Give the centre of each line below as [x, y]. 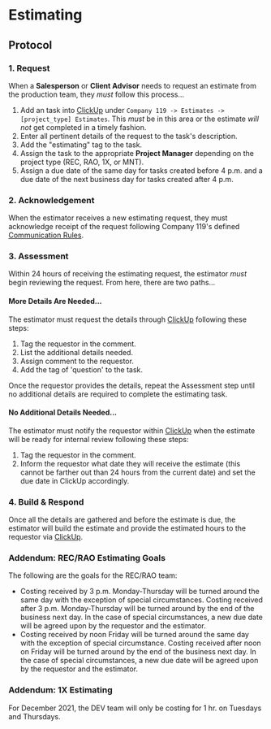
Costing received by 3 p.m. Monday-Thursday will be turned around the [140, 592]
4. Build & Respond [46, 501]
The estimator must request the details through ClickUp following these [128, 319]
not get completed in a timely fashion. [83, 127]
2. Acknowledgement [52, 200]
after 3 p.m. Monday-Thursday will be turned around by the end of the [137, 609]
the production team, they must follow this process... [97, 94]
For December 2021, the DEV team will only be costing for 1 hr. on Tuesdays [135, 708]
